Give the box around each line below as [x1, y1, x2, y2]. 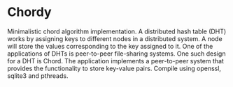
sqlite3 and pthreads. [7, 71, 69, 80]
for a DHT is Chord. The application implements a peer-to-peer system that [7, 56, 224, 65]
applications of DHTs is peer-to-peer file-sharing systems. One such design [7, 49, 226, 58]
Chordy [7, 4, 52, 20]
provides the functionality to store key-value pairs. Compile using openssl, [7, 64, 222, 72]
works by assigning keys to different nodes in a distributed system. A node [7, 34, 223, 42]
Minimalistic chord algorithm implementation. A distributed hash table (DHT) [7, 27, 227, 35]
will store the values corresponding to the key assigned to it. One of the [7, 42, 213, 50]
